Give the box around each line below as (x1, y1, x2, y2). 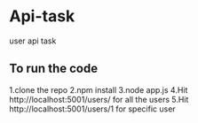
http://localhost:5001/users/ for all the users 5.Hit (9, 94, 189, 104)
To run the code (9, 61, 99, 76)
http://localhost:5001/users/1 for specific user (9, 104, 176, 114)
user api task (9, 35, 57, 46)
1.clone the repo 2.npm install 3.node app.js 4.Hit (9, 84, 188, 95)
